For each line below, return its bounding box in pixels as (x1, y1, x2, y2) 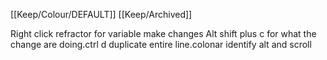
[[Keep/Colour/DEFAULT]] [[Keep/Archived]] (10, 9, 193, 20)
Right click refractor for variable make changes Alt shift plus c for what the (10, 28, 317, 39)
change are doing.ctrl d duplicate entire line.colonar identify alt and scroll (10, 39, 312, 50)
